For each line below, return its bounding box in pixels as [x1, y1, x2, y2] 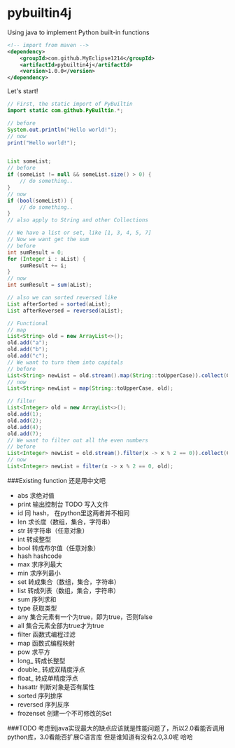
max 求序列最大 [17, 559, 63, 569]
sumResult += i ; [20, 261, 68, 269]
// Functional [7, 320, 49, 327]
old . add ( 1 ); [7, 411, 42, 418]
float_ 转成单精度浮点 [17, 674, 78, 682]
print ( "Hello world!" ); [7, 139, 77, 147]
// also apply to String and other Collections [7, 217, 149, 224]
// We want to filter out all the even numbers [7, 437, 149, 444]
